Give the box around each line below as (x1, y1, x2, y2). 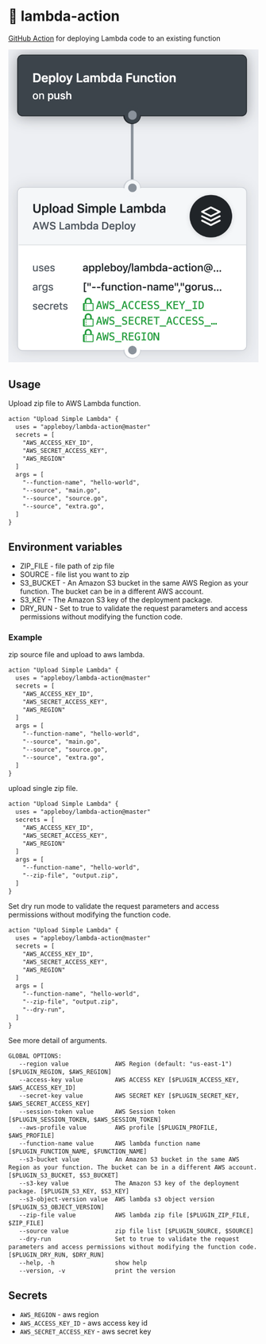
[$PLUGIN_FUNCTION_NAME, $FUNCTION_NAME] (8, 1147, 148, 1156)
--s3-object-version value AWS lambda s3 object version (18, 1195, 215, 1204)
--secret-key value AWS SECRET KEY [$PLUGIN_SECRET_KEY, (18, 1092, 240, 1101)
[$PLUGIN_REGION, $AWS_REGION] (8, 1068, 112, 1077)
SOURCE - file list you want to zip (19, 570, 129, 579)
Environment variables (8, 540, 123, 554)
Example (8, 632, 43, 643)
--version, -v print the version (18, 1267, 176, 1276)
